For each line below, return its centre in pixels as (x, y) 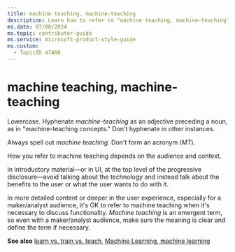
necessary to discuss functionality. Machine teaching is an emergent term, (115, 212)
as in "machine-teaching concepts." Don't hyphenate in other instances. (111, 128)
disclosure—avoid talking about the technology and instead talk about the (113, 177)
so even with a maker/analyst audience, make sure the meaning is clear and (116, 220)
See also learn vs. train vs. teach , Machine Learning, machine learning (109, 241)
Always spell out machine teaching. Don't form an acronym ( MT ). (101, 142)
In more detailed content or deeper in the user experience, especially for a (114, 198)
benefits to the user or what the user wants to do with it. (88, 184)
